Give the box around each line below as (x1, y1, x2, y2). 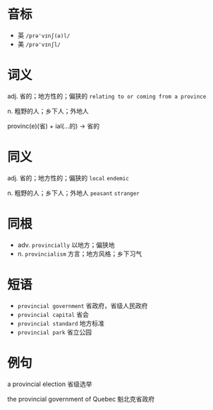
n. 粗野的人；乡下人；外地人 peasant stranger (7, 188, 140, 197)
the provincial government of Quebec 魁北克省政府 (7, 395, 155, 403)
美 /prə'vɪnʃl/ (17, 39, 61, 48)
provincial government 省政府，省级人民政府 (17, 301, 148, 310)
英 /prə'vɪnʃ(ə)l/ (17, 31, 71, 39)
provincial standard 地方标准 (17, 318, 104, 328)
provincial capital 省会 (17, 310, 90, 318)
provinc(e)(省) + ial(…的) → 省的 (7, 121, 100, 130)
